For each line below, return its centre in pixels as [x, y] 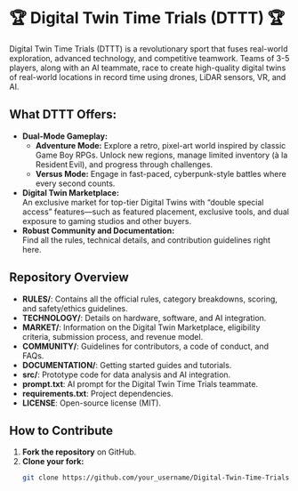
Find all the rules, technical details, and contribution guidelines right [146, 240]
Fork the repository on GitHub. [79, 452]
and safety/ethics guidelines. [75, 308]
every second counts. [75, 183]
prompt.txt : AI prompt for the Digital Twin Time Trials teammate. [140, 383]
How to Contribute [61, 430]
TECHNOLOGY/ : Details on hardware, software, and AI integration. [144, 318]
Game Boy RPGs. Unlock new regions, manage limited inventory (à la [161, 155]
